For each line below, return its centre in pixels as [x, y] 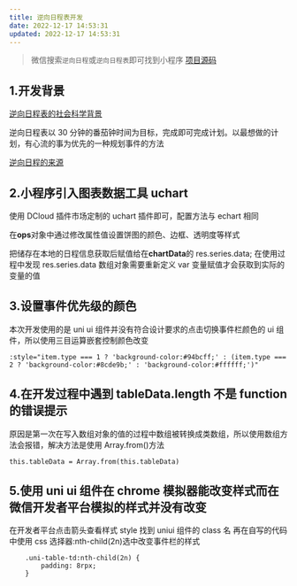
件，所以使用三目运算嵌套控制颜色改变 [79, 340]
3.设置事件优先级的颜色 [73, 306]
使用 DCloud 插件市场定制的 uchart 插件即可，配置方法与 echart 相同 [134, 216]
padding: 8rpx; [69, 566]
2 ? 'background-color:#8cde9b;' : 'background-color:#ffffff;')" [134, 365]
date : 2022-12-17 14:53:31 [59, 26]
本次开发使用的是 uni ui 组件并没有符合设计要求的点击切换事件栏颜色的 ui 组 [147, 329]
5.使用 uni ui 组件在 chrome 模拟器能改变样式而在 [145, 491]
